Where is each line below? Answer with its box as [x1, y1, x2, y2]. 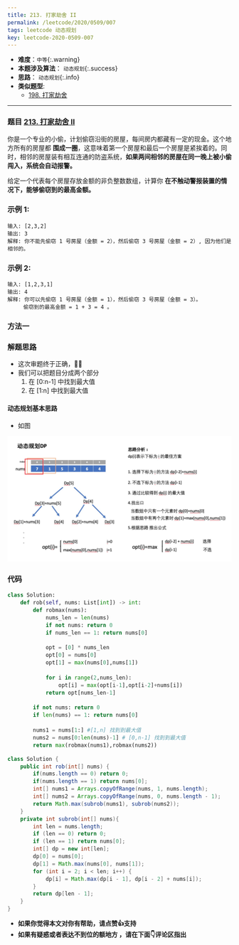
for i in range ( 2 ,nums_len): [45, 674, 132, 681]
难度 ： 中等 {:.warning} [17, 55, 80, 64]
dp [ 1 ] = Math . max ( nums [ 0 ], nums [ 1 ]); [33, 860, 145, 867]
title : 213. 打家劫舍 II [7, 11, 77, 18]
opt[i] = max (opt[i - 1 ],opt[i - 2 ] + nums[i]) [58, 681, 183, 689]
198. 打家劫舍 [28, 91, 68, 100]
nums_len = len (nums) [45, 614, 110, 621]
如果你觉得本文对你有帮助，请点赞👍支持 [17, 919, 137, 928]
